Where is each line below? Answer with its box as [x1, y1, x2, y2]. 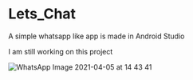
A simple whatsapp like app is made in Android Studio [8, 31, 185, 41]
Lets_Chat [8, 5, 77, 23]
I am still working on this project [8, 46, 113, 56]
